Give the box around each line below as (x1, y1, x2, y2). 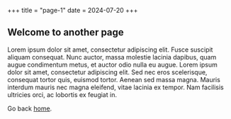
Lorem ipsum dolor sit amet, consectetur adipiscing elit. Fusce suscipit (7, 45, 213, 54)
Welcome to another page (7, 26, 124, 38)
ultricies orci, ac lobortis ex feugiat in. (7, 90, 117, 98)
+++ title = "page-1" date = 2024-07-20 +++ (7, 6, 138, 14)
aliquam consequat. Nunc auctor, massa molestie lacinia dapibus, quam (7, 52, 217, 61)
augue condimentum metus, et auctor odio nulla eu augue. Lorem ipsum (7, 60, 218, 69)
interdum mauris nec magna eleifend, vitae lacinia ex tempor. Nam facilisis (7, 83, 225, 91)
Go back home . (7, 104, 52, 113)
